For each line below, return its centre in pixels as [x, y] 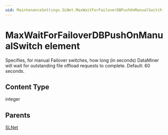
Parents [18, 115]
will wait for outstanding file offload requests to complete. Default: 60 [78, 65]
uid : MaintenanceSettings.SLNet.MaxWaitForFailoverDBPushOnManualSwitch [84, 10]
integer [13, 99]
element [62, 46]
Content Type [27, 87]
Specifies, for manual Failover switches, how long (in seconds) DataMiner [82, 60]
